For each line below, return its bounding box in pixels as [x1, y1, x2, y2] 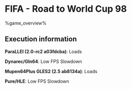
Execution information [5, 35, 77, 43]
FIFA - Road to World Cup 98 [5, 3, 127, 15]
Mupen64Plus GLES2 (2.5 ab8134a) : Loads [5, 68, 98, 74]
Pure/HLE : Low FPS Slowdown [5, 78, 69, 84]
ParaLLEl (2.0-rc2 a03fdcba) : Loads [5, 48, 82, 54]
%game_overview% [5, 20, 47, 26]
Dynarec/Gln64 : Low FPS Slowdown [5, 58, 83, 64]
